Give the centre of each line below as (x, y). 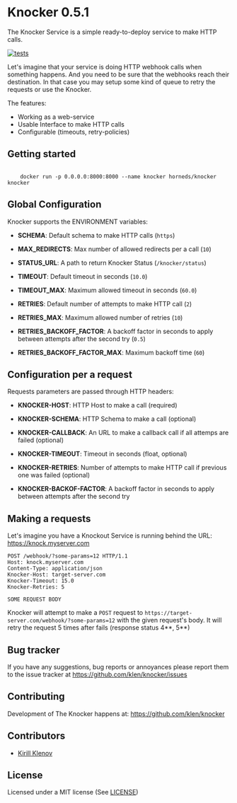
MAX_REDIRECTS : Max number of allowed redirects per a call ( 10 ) (115, 249)
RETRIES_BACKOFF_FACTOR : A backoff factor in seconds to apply (115, 331)
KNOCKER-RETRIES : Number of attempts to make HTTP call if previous (122, 468)
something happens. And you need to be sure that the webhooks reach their (118, 74)
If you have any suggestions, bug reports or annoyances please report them (118, 667)
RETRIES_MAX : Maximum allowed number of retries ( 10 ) (100, 317)
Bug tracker (34, 650)
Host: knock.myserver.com (45, 562)
